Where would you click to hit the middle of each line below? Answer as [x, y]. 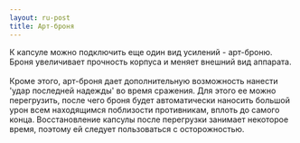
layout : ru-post [40, 18]
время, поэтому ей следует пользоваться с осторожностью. [127, 129]
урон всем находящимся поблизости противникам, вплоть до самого [145, 110]
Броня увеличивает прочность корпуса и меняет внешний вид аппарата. [150, 62]
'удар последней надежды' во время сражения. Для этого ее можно [143, 91]
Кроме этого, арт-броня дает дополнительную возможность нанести [144, 81]
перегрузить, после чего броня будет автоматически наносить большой [150, 100]
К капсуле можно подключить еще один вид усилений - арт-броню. [141, 52]
